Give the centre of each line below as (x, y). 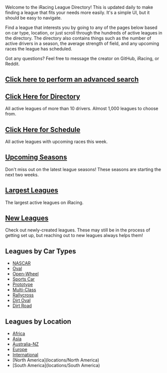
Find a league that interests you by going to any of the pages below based (82, 27)
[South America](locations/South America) (56, 365)
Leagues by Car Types (41, 251)
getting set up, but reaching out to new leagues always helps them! (74, 235)
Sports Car (23, 279)
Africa (19, 333)
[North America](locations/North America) (56, 360)
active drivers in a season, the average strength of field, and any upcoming (82, 43)
